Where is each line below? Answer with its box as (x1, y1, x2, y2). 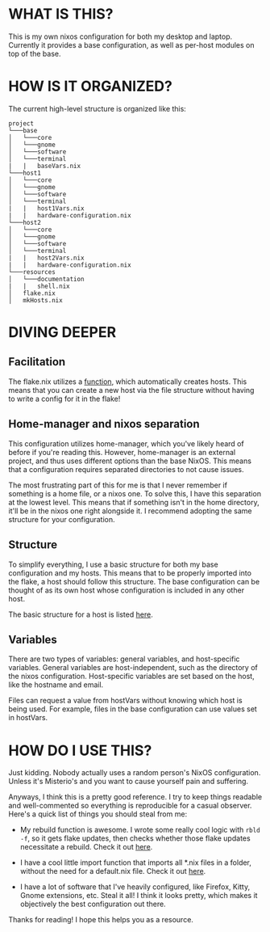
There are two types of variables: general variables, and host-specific (8, 654, 240, 664)
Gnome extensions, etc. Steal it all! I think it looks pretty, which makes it (19, 891, 258, 900)
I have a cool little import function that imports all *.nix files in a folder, (19, 858, 252, 867)
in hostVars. (8, 713, 48, 723)
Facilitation (8, 355, 66, 369)
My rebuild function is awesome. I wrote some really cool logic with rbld (19, 825, 260, 835)
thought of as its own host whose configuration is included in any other (8, 585, 244, 595)
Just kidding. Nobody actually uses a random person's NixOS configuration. (8, 768, 261, 778)
